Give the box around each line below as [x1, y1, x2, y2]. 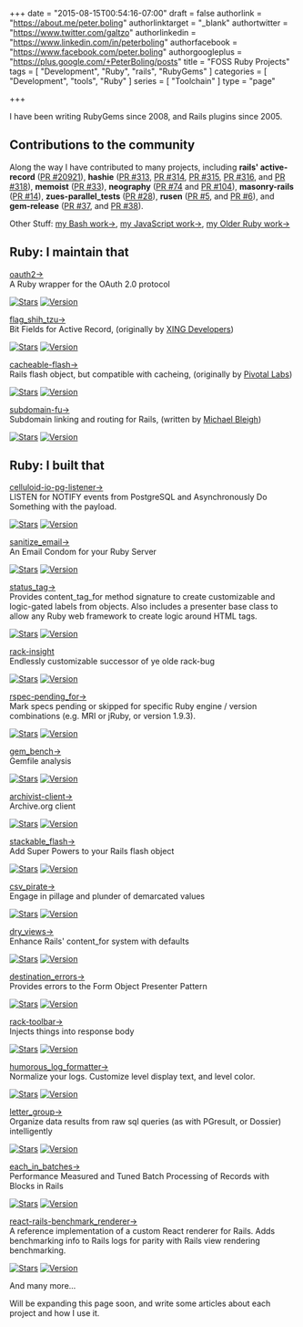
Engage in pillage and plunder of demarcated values [9, 891, 206, 902]
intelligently [9, 1126, 53, 1137]
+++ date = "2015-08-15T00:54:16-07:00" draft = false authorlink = [9, 8, 262, 18]
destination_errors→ [9, 971, 86, 982]
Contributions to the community [9, 137, 196, 153]
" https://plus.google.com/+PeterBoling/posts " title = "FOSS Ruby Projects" [9, 57, 290, 67]
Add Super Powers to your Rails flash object [9, 846, 175, 857]
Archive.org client [9, 800, 76, 811]
